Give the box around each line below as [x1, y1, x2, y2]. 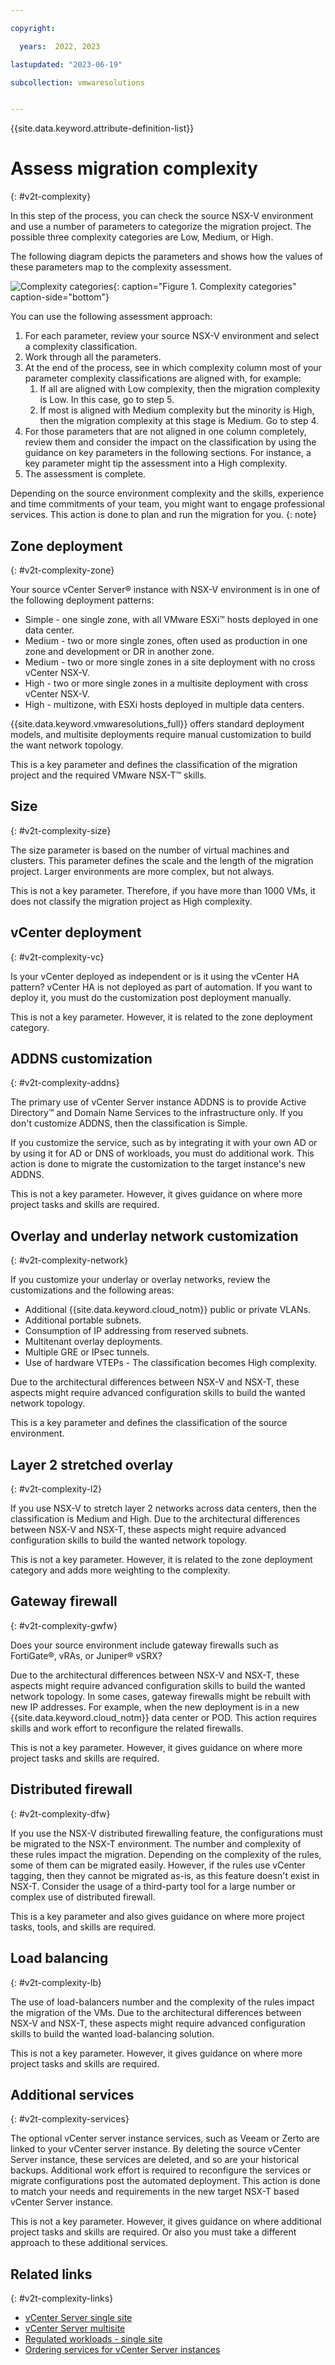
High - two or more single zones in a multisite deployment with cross [24, 677, 308, 689]
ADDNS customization [10, 1051, 153, 1068]
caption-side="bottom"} [10, 291, 110, 303]
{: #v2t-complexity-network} [10, 1254, 129, 1266]
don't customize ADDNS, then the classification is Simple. [10, 1117, 248, 1130]
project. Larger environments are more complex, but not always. [10, 865, 275, 877]
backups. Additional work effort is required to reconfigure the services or [10, 2164, 312, 2176]
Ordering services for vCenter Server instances [24, 2344, 221, 2356]
